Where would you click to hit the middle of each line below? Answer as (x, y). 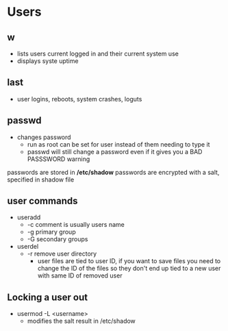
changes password (44, 137)
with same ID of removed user (80, 275)
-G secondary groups (58, 239)
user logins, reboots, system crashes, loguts (79, 99)
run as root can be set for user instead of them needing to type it (118, 144)
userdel (28, 247)
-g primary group (52, 232)
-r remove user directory (62, 254)
